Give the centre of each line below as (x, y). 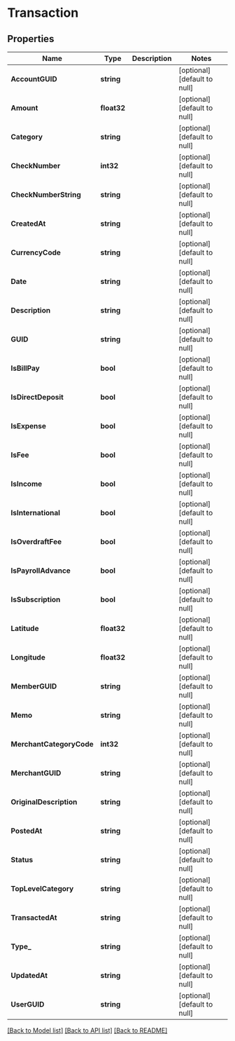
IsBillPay (25, 368)
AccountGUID (34, 79)
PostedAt (27, 831)
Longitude (28, 657)
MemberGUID (34, 686)
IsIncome (27, 484)
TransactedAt (34, 918)
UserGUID (28, 1004)
